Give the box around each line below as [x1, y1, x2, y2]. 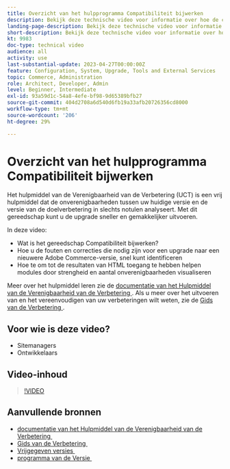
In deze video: [7, 226, 47, 234]
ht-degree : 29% [7, 118, 51, 125]
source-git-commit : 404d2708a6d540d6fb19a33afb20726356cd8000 [7, 99, 188, 106]
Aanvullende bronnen [7, 407, 101, 418]
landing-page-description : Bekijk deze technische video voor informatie [7, 23, 222, 29]
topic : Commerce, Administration [7, 73, 103, 81]
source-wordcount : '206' [7, 112, 78, 118]
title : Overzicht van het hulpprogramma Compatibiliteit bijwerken [7, 10, 204, 17]
